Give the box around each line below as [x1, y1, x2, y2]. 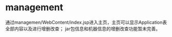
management [5, 2, 63, 13]
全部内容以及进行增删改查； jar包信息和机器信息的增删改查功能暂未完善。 [5, 25, 161, 32]
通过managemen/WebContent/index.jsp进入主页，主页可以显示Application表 [5, 19, 167, 25]
